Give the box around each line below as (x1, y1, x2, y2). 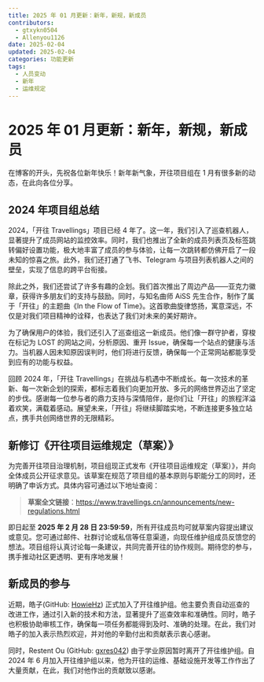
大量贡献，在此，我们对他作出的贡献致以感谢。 (8, 665, 159, 675)
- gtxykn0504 (15, 26, 58, 34)
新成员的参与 (8, 577, 71, 591)
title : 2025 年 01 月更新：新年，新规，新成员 (8, 11, 147, 20)
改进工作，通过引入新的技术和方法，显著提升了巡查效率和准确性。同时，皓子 (8, 609, 256, 618)
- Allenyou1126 (15, 33, 65, 42)
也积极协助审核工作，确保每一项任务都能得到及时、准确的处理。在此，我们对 (8, 619, 256, 629)
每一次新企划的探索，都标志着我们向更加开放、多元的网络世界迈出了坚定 (21, 384, 256, 393)
